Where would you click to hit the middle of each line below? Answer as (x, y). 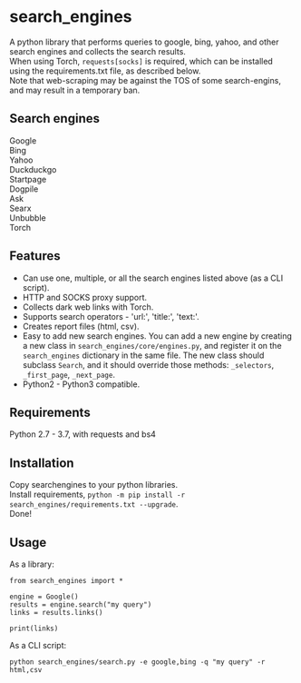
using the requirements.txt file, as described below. (105, 71)
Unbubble (28, 218)
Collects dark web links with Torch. (88, 307)
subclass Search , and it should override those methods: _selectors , (148, 364)
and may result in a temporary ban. (75, 90)
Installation (42, 463)
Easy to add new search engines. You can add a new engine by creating (157, 336)
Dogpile (24, 189)
